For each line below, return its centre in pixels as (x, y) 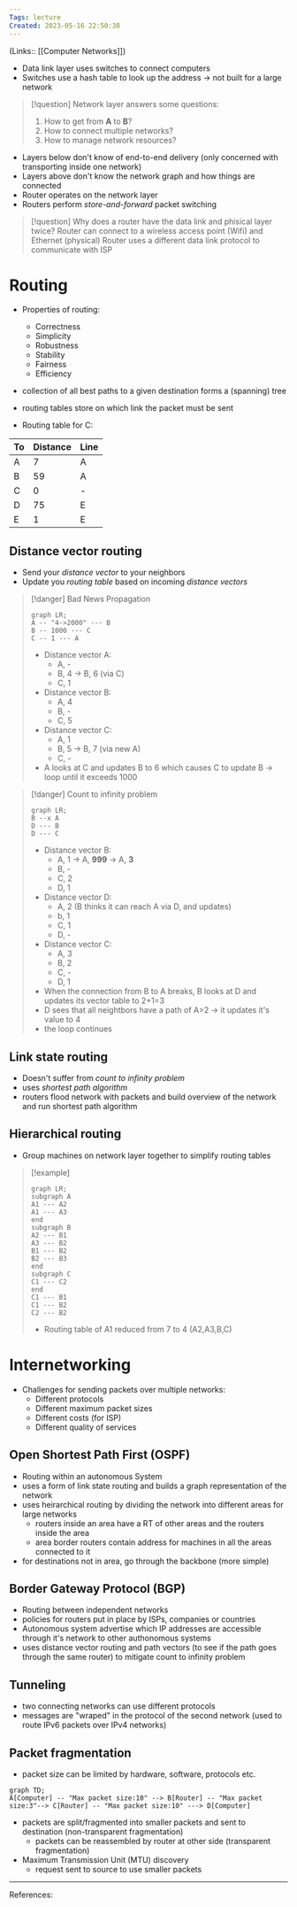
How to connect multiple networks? (109, 130)
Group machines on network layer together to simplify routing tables (146, 1155)
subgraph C (51, 1274)
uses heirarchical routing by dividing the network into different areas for (153, 1504)
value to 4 (62, 1020)
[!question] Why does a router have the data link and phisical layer (151, 221)
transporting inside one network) (82, 166)
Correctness (58, 327)
